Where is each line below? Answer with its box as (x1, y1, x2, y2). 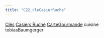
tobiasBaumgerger (5, 26, 44, 33)
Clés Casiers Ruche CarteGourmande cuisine (5, 21, 99, 27)
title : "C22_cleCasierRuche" (5, 7, 66, 13)
